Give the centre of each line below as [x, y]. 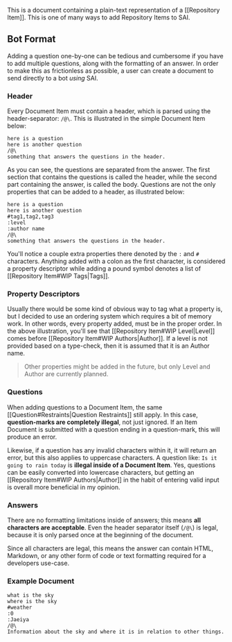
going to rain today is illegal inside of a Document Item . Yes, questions [111, 465]
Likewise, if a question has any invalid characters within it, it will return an [112, 450]
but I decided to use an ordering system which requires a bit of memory [109, 316]
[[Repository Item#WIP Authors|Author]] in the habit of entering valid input [113, 480]
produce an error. [32, 437]
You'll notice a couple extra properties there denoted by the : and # [103, 254]
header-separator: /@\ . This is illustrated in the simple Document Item [106, 119]
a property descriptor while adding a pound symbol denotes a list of [104, 269]
